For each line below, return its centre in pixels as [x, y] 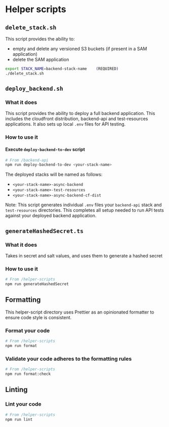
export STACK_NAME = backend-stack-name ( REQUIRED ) [62, 69]
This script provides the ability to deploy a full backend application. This [80, 113]
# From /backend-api [27, 160]
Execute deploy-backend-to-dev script [45, 149]
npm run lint [19, 419]
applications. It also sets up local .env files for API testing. [66, 124]
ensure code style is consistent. [38, 317]
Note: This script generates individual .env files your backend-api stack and [83, 205]
